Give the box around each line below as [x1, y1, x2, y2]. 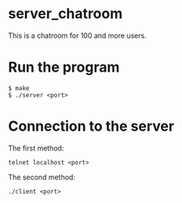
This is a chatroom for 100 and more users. [8, 31, 147, 40]
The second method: [8, 172, 76, 182]
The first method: [8, 143, 64, 153]
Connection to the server [8, 117, 175, 135]
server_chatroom [8, 5, 123, 23]
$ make [8, 84, 30, 92]
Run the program [8, 58, 120, 76]
